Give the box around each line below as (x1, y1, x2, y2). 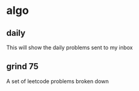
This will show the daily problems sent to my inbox (6, 44, 133, 51)
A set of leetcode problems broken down (6, 77, 109, 85)
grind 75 (6, 61, 38, 72)
